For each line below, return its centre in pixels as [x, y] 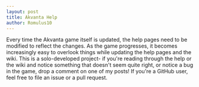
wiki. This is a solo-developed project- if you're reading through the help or [99, 59]
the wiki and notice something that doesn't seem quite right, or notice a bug [100, 65]
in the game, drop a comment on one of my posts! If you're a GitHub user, [97, 72]
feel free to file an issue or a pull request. [57, 77]
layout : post [22, 12]
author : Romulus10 [29, 23]
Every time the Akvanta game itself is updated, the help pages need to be [97, 40]
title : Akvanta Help [32, 17]
